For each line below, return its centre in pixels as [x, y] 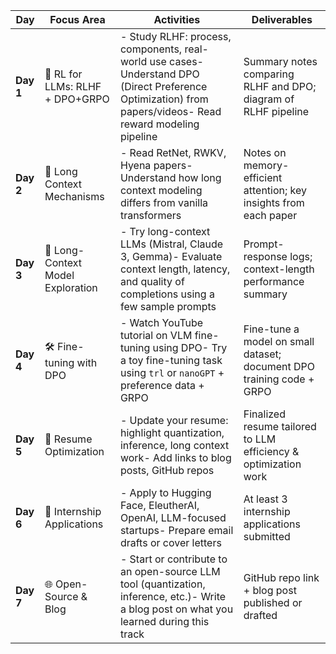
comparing [269, 74]
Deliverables [282, 19]
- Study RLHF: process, [175, 36]
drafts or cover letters [170, 542]
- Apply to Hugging [165, 492]
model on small [279, 341]
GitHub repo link [281, 577]
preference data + [162, 385]
